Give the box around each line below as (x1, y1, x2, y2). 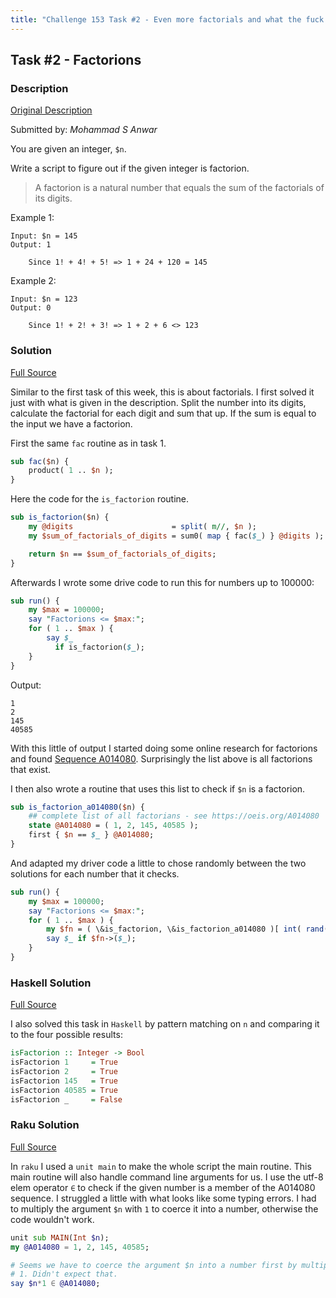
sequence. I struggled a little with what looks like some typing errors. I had (10, 1192, 317, 1204)
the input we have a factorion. (10, 417, 133, 430)
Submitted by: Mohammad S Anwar (10, 124, 158, 136)
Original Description (10, 104, 93, 116)
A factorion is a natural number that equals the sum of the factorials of (34, 182, 325, 194)
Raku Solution (10, 1118, 80, 1132)
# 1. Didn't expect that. (10, 1269, 118, 1280)
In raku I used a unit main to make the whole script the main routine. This (10, 1160, 312, 1172)
